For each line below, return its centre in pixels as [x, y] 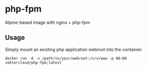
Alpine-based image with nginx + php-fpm [48, 22]
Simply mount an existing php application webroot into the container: [74, 49]
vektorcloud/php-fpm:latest [33, 62]
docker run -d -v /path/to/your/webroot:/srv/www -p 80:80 [66, 58]
